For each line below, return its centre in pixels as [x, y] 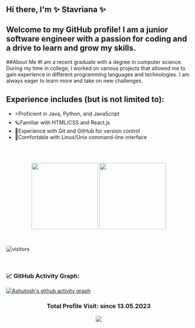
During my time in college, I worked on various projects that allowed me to [96, 68]
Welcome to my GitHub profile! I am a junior [87, 30]
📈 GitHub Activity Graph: [43, 276]
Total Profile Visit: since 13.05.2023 [99, 306]
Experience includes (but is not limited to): [85, 99]
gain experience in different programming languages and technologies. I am [98, 75]
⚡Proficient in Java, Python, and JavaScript [67, 114]
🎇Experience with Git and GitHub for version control [77, 131]
